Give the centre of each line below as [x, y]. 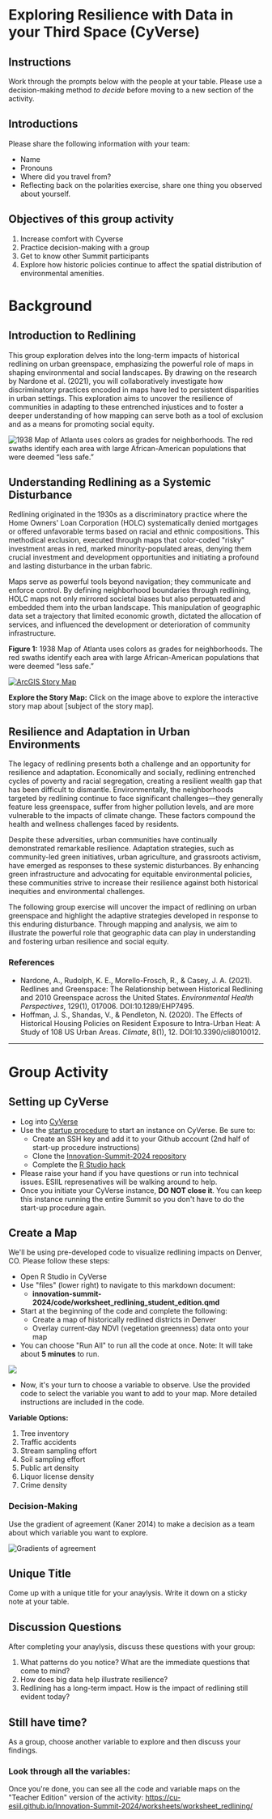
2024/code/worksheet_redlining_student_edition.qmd [126, 1302]
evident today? [45, 1697]
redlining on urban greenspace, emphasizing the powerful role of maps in [131, 364]
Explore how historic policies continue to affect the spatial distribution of [141, 264]
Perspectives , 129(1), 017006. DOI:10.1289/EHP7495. [107, 1006]
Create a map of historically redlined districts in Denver [124, 1320]
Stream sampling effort [58, 1451]
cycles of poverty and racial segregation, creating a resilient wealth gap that [135, 781]
